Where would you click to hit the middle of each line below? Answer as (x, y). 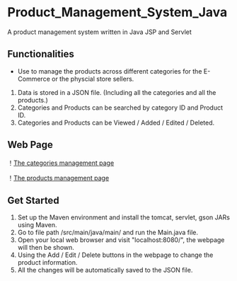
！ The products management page (58, 178)
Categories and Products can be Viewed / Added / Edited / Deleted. (116, 122)
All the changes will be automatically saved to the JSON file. (105, 270)
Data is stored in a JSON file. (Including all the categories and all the (117, 92)
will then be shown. (46, 248)
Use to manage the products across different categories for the (110, 71)
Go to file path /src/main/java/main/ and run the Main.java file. (108, 233)
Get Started (33, 200)
